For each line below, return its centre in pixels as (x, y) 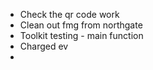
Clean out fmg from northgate (81, 25)
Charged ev (44, 46)
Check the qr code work (69, 14)
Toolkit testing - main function (81, 35)
